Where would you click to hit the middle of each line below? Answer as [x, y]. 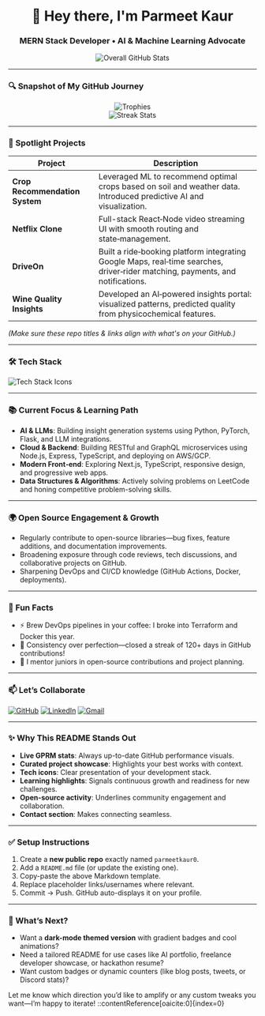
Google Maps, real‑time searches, [160, 262]
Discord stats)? [44, 980]
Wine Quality [37, 299]
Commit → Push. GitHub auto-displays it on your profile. [111, 893]
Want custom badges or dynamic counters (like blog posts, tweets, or [132, 972]
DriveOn [28, 266]
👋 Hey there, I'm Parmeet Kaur [132, 16]
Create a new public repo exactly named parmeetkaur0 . [109, 860]
